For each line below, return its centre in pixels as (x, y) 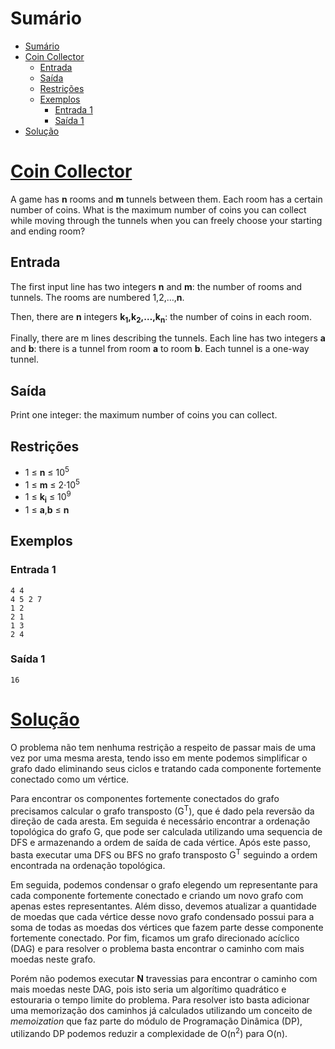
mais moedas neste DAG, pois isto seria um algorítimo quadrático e (148, 989)
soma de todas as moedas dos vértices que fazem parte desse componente (167, 928)
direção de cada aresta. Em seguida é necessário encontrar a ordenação (160, 821)
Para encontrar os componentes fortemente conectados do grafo (145, 798)
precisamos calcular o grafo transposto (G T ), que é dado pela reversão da (162, 810)
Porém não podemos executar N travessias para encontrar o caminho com (164, 979)
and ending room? (48, 231)
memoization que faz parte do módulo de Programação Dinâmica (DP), (156, 1021)
